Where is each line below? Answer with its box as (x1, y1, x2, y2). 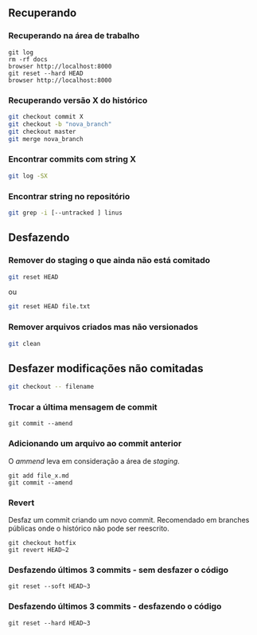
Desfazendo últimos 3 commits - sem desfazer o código (8, 564, 229, 575)
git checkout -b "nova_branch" (8, 120, 112, 128)
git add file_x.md (8, 472, 69, 480)
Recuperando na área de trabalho (8, 30, 140, 41)
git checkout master (8, 127, 77, 135)
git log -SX (8, 171, 48, 180)
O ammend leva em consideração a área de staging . (8, 456, 181, 465)
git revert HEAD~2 (8, 546, 69, 555)
